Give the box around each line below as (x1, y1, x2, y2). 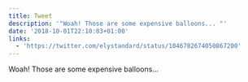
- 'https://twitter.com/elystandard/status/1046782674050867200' (15, 42, 242, 50)
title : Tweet (8, 11, 53, 20)
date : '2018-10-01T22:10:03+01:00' (8, 27, 129, 35)
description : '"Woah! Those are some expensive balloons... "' (8, 19, 228, 28)
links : (8, 34, 31, 43)
